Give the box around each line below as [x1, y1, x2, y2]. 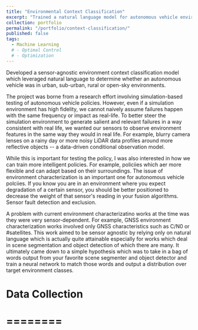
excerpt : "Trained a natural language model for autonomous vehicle [6, 14, 178, 20]
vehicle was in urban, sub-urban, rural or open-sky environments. [6, 81, 166, 89]
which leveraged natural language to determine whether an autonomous [6, 75, 181, 82]
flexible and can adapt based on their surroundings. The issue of [6, 167, 163, 174]
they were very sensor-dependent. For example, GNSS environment [6, 216, 171, 224]
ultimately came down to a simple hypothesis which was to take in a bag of [6, 248, 189, 255]
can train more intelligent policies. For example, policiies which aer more [6, 161, 181, 168]
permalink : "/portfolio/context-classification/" [6, 25, 131, 31]
